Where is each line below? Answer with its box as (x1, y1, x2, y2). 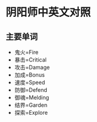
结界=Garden (14, 101, 48, 109)
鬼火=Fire (14, 49, 39, 56)
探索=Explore (14, 109, 48, 116)
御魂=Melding (14, 94, 50, 101)
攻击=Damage (14, 64, 50, 71)
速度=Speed (14, 79, 45, 86)
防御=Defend (14, 86, 48, 94)
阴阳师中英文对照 (5, 5, 92, 19)
